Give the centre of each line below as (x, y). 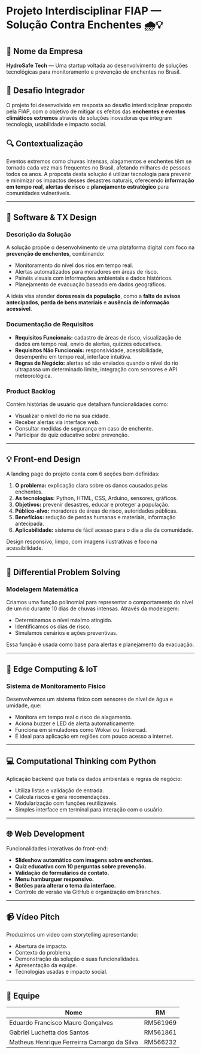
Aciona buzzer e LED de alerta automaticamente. (75, 723)
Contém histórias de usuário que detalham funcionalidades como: (87, 404)
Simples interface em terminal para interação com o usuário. (89, 809)
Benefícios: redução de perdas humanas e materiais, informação (95, 517)
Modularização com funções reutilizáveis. (66, 803)
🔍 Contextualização (45, 144)
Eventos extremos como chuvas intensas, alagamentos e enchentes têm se (99, 161)
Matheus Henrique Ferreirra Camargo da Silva (74, 1042)
